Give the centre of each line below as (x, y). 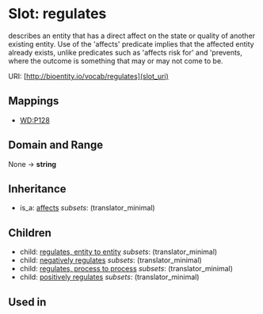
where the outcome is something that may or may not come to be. (116, 61)
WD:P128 (34, 120)
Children (30, 233)
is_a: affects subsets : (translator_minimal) (88, 208)
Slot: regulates (57, 14)
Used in (27, 302)
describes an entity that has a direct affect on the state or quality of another (132, 36)
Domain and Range (56, 145)
